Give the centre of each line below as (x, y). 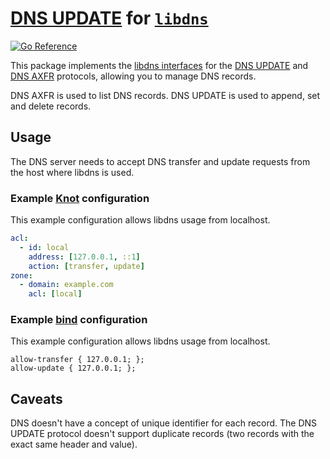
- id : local (44, 247)
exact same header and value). (74, 444)
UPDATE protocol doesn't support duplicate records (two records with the (162, 434)
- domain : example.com (66, 285)
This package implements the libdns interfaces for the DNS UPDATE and (159, 65)
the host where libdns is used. (72, 172)
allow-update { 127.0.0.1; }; (73, 368)
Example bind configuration (79, 320)
